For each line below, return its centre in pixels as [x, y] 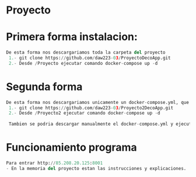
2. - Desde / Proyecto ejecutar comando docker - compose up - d [83, 63]
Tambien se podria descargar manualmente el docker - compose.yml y [91, 124]
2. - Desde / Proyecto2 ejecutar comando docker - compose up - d [84, 113]
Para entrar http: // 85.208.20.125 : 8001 [55, 163]
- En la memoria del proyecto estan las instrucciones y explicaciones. [96, 168]
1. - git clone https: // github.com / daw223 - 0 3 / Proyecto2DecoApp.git [91, 108]
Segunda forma [44, 87]
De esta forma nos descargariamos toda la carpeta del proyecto [86, 53]
